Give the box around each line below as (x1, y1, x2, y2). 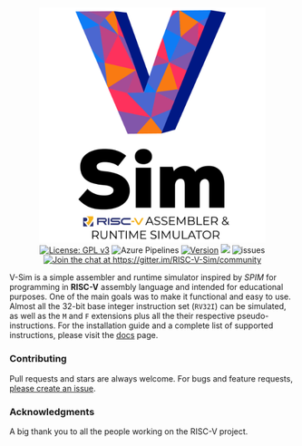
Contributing (9, 353, 67, 365)
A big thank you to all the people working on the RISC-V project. (9, 426, 248, 437)
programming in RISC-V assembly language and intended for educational (9, 282, 284, 293)
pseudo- (237, 311, 269, 322)
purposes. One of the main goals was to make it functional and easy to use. (9, 291, 292, 302)
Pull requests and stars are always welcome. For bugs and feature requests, (9, 373, 293, 383)
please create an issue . (9, 383, 97, 393)
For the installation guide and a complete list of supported (57, 320, 274, 331)
